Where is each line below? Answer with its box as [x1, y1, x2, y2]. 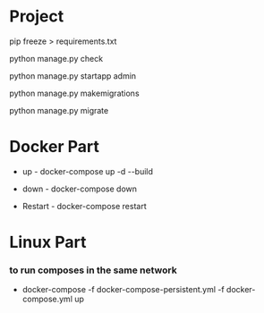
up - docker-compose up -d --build [21, 165, 154, 176]
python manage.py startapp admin [9, 70, 137, 81]
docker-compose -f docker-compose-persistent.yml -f [21, 284, 226, 295]
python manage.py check [9, 53, 104, 63]
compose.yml [21, 293, 73, 305]
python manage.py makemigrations [9, 88, 141, 98]
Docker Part [9, 137, 100, 157]
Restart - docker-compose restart [21, 200, 147, 211]
